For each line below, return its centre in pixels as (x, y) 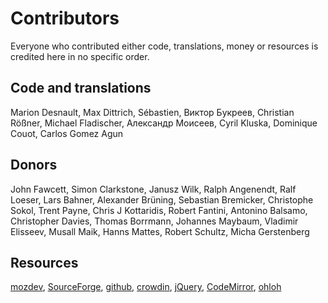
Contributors (65, 18)
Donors (34, 165)
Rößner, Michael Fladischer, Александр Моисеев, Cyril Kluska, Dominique (164, 123)
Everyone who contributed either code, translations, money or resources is (164, 46)
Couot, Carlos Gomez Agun (67, 133)
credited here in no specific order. (80, 56)
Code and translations (81, 88)
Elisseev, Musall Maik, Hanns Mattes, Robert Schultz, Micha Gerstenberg (160, 231)
